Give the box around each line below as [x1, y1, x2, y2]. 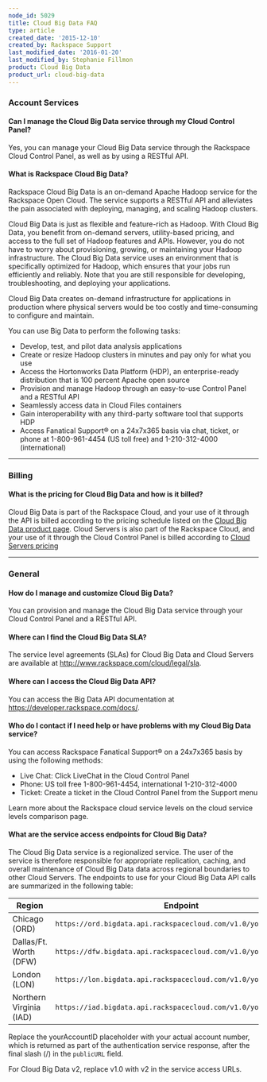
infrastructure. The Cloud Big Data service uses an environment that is [8, 253, 239, 262]
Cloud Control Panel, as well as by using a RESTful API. [8, 151, 189, 160]
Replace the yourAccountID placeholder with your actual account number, [8, 1032, 250, 1041]
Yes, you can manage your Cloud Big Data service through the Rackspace [8, 142, 250, 152]
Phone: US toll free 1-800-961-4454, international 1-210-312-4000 [19, 779, 238, 789]
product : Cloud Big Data [8, 64, 91, 71]
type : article [8, 26, 56, 34]
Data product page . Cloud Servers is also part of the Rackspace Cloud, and [8, 524, 255, 534]
